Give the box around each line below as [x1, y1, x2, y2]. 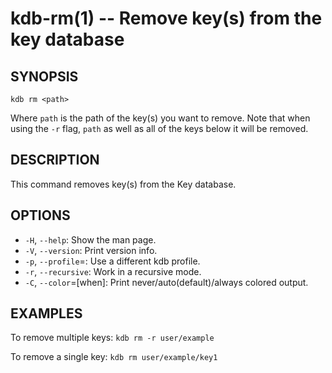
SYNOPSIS [10, 68, 79, 85]
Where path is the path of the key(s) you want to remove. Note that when [10, 112, 311, 124]
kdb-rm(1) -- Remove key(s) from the [10, 7, 323, 30]
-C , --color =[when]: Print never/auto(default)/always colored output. [24, 276, 309, 288]
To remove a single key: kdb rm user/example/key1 [10, 351, 218, 363]
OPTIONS [10, 207, 71, 224]
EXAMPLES [10, 305, 83, 322]
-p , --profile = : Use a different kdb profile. [24, 255, 201, 267]
